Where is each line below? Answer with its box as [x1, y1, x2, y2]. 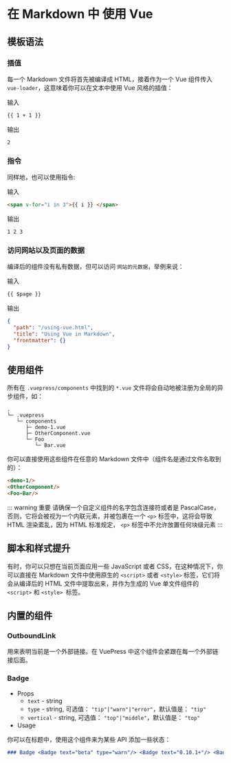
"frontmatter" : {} [13, 337, 67, 344]
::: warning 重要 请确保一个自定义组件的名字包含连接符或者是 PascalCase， [7, 503, 220, 511]
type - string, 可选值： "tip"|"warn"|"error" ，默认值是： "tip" [27, 705, 207, 713]
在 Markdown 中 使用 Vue [7, 6, 153, 22]
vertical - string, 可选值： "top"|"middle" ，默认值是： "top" [27, 713, 201, 722]
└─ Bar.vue [34, 442, 67, 449]
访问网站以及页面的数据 [7, 245, 85, 255]
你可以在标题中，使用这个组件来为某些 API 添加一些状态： [7, 735, 171, 743]
